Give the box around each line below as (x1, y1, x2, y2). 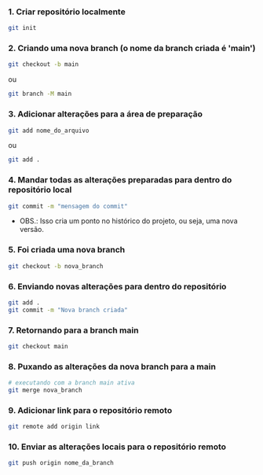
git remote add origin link (8, 423, 100, 431)
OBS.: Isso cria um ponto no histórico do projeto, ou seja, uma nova (19, 216, 238, 226)
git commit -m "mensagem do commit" (8, 202, 128, 210)
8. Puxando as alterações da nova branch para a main (8, 361, 216, 372)
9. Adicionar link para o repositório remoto (8, 404, 173, 415)
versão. (19, 225, 45, 234)
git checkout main (8, 342, 68, 350)
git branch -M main (8, 90, 72, 98)
